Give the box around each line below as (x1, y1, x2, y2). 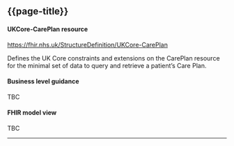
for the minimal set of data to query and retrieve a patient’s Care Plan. (7, 61, 207, 70)
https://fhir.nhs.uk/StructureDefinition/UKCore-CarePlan (7, 40, 169, 49)
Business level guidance (7, 77, 79, 86)
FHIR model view (7, 108, 57, 117)
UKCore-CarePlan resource (7, 24, 88, 33)
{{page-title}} (7, 6, 69, 17)
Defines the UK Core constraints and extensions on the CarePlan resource (7, 54, 221, 62)
